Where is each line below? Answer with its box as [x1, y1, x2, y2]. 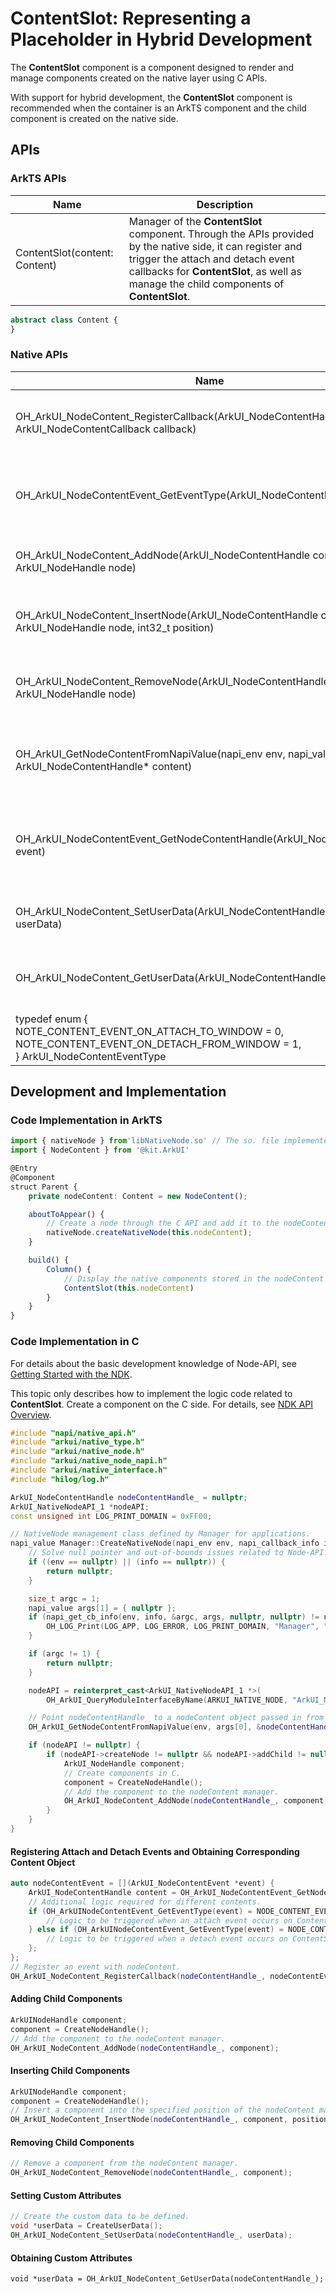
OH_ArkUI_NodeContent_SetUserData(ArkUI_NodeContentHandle [15, 904, 326, 918]
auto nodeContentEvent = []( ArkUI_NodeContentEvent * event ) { [10, 1878, 275, 1889]
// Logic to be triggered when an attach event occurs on [46, 1915, 293, 1926]
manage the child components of [128, 277, 285, 291]
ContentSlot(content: [15, 245, 114, 259]
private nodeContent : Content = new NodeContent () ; [28, 1191, 248, 1201]
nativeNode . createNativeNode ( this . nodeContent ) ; [46, 1228, 253, 1238]
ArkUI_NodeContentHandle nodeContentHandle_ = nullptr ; [10, 1492, 248, 1502]
